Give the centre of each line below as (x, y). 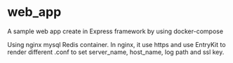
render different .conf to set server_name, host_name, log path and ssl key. (116, 52)
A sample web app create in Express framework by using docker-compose (115, 31)
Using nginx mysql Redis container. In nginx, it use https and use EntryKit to (116, 44)
